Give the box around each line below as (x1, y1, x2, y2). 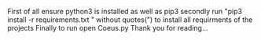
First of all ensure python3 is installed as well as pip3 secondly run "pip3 (7, 7, 243, 16)
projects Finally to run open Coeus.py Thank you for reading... (7, 24, 208, 32)
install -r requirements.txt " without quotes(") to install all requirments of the (7, 15, 253, 24)
